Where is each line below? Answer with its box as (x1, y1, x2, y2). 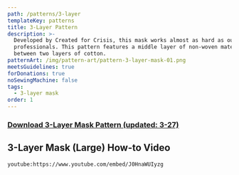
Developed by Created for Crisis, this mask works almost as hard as (14, 37, 224, 44)
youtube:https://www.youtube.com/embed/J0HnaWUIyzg (7, 161, 164, 168)
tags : (7, 83, 23, 90)
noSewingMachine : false (7, 76, 78, 84)
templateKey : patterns (7, 17, 75, 24)
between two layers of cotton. (14, 51, 107, 58)
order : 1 (7, 97, 33, 104)
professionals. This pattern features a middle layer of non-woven (14, 43, 218, 51)
